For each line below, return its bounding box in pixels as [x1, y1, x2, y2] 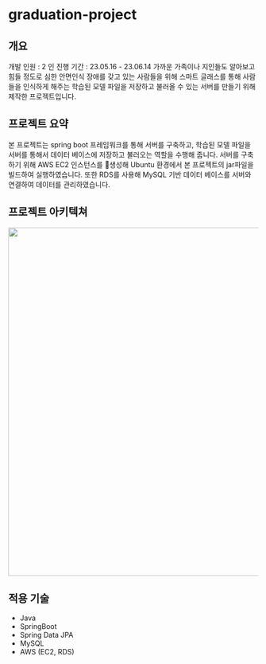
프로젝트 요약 [8, 117, 69, 131]
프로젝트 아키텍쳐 [8, 205, 88, 219]
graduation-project [8, 6, 137, 24]
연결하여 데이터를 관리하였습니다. [8, 179, 111, 189]
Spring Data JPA [19, 631, 74, 640]
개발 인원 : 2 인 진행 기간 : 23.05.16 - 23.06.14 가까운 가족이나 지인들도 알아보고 [8, 62, 256, 71]
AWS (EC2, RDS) [19, 647, 75, 657]
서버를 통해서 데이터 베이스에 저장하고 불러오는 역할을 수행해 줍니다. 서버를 [8, 150, 240, 159]
